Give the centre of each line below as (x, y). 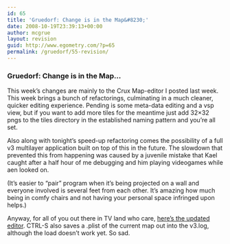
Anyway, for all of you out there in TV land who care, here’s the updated (109, 219)
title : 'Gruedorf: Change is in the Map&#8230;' (78, 20)
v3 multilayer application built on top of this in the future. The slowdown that (115, 148)
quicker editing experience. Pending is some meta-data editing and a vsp (111, 106)
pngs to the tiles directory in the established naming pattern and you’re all (112, 120)
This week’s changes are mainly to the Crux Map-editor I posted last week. (113, 91)
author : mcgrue (29, 33)
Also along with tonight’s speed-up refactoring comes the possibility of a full (115, 141)
